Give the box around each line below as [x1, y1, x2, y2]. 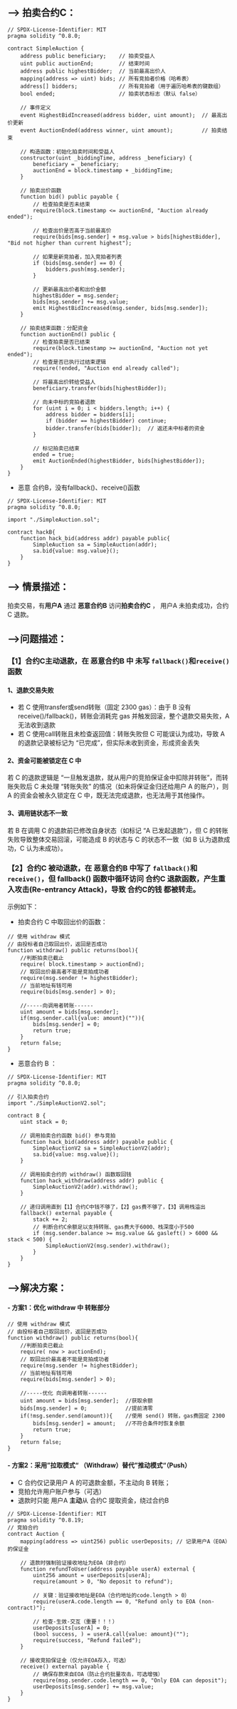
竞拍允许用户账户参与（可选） [17, 1487, 105, 1495]
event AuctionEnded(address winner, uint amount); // [20, 127, 209, 134]
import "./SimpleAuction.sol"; [7, 516, 100, 523]
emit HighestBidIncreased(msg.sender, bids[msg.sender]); [33, 304, 209, 311]
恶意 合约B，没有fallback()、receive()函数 [17, 483, 140, 492]
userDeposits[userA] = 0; [33, 1624, 110, 1631]
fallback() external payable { [20, 1209, 113, 1217]
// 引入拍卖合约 [7, 1093, 49, 1100]
